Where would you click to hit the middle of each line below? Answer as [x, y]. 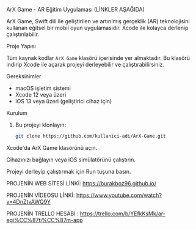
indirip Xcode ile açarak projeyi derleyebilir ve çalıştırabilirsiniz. [85, 65]
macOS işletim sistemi [43, 88]
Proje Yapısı [21, 46]
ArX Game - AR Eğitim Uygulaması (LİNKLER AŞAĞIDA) [76, 9]
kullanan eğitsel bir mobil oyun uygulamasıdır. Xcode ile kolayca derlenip [97, 28]
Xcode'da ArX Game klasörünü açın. [52, 147]
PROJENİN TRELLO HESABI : [42, 213]
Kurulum [17, 113]
